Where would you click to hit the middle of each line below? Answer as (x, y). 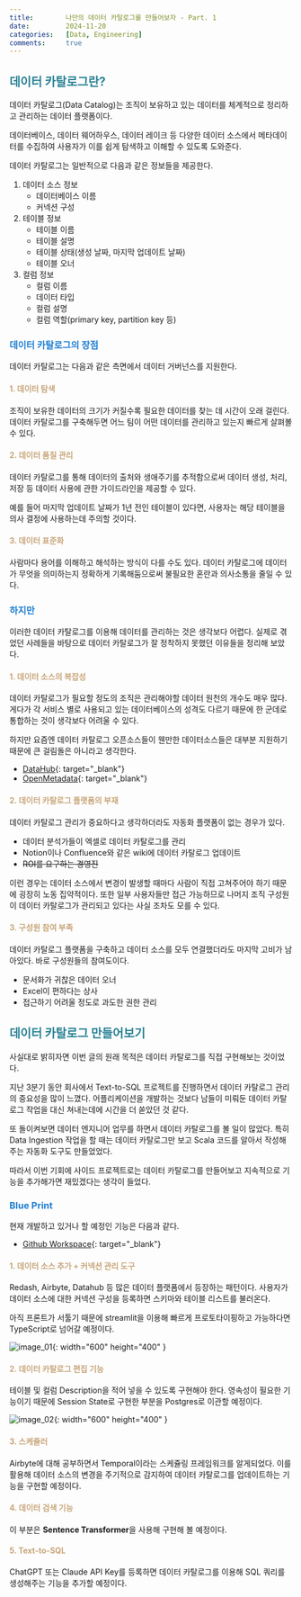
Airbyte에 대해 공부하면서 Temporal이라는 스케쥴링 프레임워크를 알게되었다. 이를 (150, 1463)
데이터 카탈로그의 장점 (54, 345)
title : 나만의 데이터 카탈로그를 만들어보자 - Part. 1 (113, 18)
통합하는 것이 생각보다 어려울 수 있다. (74, 721)
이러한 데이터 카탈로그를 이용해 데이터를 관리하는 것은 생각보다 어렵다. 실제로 (144, 632)
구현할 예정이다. (53, 1485)
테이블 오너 (55, 264)
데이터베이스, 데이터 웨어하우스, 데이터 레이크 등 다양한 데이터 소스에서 (133, 135)
